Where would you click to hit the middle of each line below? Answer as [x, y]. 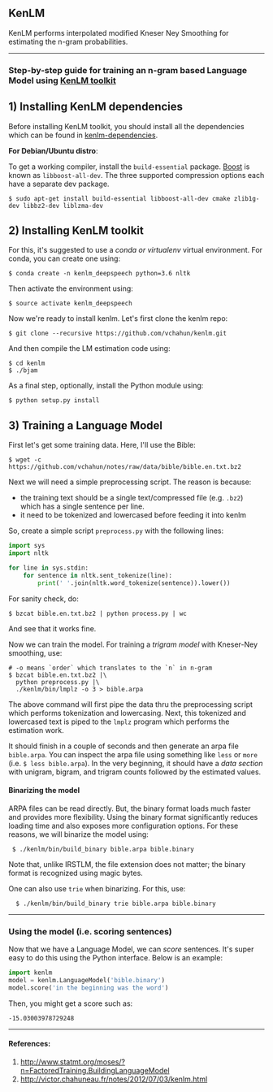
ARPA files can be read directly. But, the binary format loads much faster [130, 808]
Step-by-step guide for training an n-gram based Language [128, 70]
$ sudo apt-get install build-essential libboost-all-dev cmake [119, 198]
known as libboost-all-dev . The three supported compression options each [136, 175]
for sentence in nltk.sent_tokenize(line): [98, 575]
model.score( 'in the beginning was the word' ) [89, 988]
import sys [27, 546]
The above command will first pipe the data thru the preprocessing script [131, 704]
